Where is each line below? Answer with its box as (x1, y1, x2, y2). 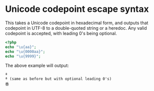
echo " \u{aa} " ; (5, 45, 37, 49)
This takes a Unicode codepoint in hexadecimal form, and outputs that (5, 20, 149, 26)
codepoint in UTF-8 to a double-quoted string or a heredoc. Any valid (5, 25, 147, 31)
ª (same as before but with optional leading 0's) (5, 77, 112, 82)
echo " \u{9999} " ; (5, 53, 41, 59)
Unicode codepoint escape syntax (5, 3, 150, 15)
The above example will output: (5, 63, 69, 69)
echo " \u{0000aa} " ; (5, 49, 46, 54)
